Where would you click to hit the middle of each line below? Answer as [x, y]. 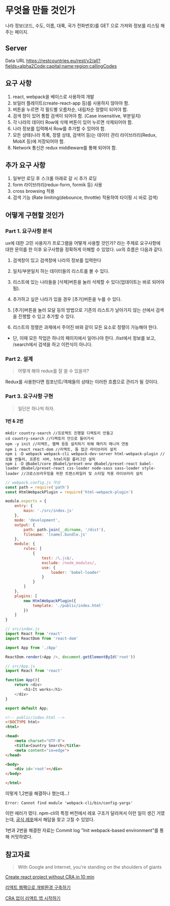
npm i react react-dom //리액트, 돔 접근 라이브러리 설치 [61, 449]
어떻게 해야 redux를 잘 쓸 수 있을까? [53, 371]
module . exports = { [26, 501]
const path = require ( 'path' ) [37, 487]
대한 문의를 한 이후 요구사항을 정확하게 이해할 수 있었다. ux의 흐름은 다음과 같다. [84, 249]
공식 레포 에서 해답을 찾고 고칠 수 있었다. [55, 820]
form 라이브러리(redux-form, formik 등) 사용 [58, 185]
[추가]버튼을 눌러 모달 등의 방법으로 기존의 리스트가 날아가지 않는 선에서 [83, 310]
